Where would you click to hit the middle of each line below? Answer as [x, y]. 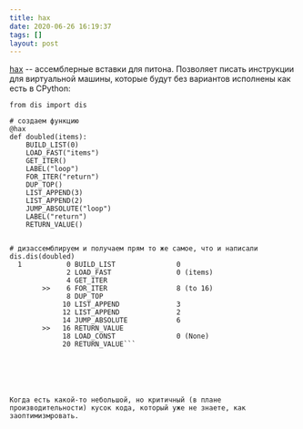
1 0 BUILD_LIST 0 [99, 265]
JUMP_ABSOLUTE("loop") [69, 209]
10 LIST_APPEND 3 [121, 305]
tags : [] [26, 35]
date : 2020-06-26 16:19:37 [61, 26]
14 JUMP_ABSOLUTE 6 [121, 321]
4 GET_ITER [87, 281]
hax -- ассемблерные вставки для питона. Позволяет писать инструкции [152, 69]
